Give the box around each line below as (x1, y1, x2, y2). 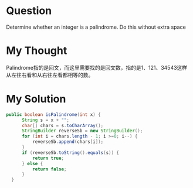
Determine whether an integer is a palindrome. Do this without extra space (6, 23, 186, 30)
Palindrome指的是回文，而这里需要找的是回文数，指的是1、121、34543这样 (6, 64, 188, 71)
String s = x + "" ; (21, 117, 69, 123)
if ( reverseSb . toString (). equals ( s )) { (21, 149, 119, 156)
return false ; (32, 166, 67, 172)
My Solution (6, 93, 66, 106)
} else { (21, 160, 43, 166)
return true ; (32, 155, 65, 161)
